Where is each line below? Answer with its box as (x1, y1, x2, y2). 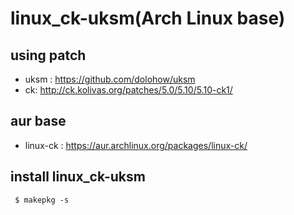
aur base (10, 113, 67, 130)
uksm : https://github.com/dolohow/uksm (24, 73, 196, 85)
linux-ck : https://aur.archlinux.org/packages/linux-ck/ (24, 139, 248, 151)
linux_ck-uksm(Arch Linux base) (10, 7, 286, 30)
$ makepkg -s (14, 195, 70, 205)
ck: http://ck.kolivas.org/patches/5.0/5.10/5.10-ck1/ (24, 84, 233, 96)
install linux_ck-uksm (10, 168, 146, 186)
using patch (10, 47, 87, 64)
